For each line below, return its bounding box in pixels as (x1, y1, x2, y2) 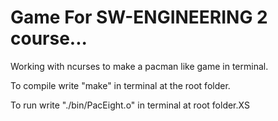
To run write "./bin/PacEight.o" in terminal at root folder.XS (10, 99, 250, 111)
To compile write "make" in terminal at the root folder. (10, 79, 231, 91)
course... (10, 27, 88, 50)
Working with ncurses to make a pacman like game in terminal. (10, 60, 269, 72)
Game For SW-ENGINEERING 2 (10, 6, 268, 29)
